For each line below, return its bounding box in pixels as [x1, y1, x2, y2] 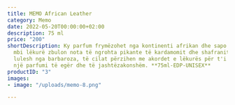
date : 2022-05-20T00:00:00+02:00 [7, 23, 105, 30]
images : [7, 74, 30, 82]
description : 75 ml [7, 29, 64, 37]
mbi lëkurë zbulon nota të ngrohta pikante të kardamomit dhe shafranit [13, 49, 230, 56]
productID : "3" [7, 68, 52, 75]
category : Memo [7, 17, 52, 24]
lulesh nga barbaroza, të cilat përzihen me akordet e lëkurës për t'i [13, 56, 227, 63]
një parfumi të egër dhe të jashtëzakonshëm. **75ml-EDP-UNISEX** [13, 62, 211, 69]
